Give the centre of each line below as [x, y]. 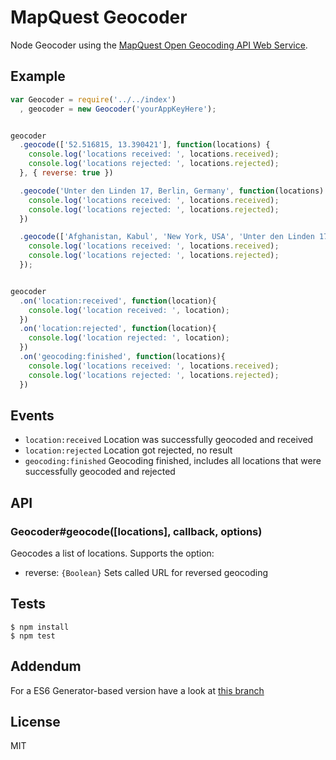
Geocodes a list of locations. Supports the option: [112, 553]
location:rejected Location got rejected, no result [128, 450]
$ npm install [40, 627]
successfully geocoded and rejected [100, 472]
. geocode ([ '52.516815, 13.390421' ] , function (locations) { [145, 145]
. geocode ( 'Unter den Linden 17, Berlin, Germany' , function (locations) [172, 191]
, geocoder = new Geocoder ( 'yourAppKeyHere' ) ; [118, 109]
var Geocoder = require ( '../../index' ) [93, 99]
